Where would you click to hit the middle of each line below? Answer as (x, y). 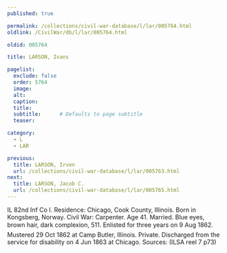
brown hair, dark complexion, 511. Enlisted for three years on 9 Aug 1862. (110, 225)
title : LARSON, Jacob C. (49, 184)
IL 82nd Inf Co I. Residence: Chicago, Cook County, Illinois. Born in (101, 210)
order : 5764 (31, 82)
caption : (26, 101)
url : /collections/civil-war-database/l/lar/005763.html (97, 171)
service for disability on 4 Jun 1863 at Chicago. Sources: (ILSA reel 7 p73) (112, 242)
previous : (21, 158)
